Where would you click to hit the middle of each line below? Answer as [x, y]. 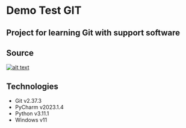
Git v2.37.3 [28, 101]
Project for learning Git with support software [93, 33]
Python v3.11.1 [32, 114]
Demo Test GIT [44, 11]
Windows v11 [31, 120]
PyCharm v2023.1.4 [39, 107]
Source [20, 53]
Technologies [33, 86]
